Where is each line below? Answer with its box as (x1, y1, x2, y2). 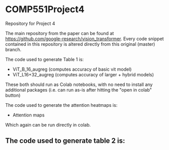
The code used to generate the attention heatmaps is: (5, 102, 118, 108)
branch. (5, 46, 22, 52)
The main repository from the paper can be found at (5, 30, 114, 36)
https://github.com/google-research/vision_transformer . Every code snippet (5, 36, 164, 42)
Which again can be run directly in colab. (5, 122, 91, 128)
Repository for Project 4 (5, 20, 55, 26)
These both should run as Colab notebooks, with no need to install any (5, 81, 153, 87)
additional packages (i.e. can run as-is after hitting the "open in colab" (5, 86, 152, 93)
